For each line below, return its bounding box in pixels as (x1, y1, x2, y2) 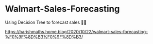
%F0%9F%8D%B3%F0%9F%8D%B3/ (5, 34, 84, 40)
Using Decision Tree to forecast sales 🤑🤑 (5, 19, 87, 25)
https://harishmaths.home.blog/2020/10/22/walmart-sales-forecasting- (5, 29, 148, 34)
